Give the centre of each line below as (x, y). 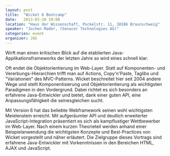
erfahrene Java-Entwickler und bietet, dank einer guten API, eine (73, 95)
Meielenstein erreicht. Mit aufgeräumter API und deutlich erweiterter (77, 115)
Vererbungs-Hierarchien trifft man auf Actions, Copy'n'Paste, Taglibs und (82, 73)
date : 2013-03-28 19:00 (32, 19)
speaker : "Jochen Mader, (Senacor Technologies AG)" (62, 29)
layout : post (19, 10)
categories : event (25, 34)
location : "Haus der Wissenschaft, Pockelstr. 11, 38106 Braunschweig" (82, 24)
